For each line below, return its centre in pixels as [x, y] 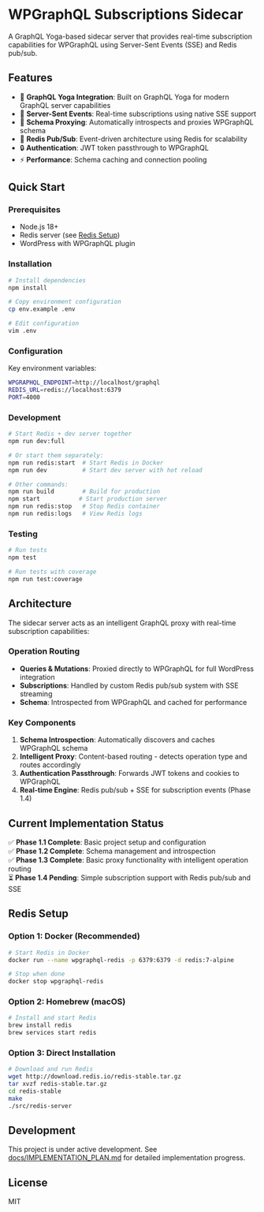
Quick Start [37, 187]
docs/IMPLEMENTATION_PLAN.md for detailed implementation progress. [127, 1158]
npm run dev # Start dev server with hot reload [105, 470]
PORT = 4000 [24, 397]
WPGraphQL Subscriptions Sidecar [126, 15]
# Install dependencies [47, 280]
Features [30, 78]
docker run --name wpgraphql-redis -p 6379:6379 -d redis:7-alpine [121, 960]
